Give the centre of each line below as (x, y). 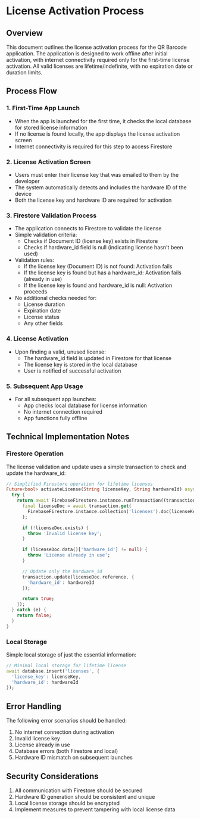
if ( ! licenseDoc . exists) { (55, 528)
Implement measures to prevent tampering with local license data (95, 809)
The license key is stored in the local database (81, 364)
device (23, 193)
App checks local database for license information (85, 405)
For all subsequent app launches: (55, 399)
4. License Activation (37, 339)
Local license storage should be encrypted (67, 803)
